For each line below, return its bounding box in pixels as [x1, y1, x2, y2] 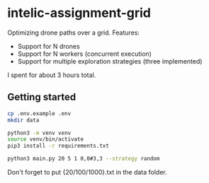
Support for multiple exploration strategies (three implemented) [17, 57, 203, 65]
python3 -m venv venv [7, 129, 72, 136]
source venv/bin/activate [7, 136, 84, 143]
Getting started [7, 91, 77, 103]
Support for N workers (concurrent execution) [17, 49, 152, 58]
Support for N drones [17, 42, 80, 50]
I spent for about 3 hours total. [7, 71, 96, 79]
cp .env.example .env [7, 110, 72, 117]
